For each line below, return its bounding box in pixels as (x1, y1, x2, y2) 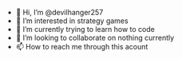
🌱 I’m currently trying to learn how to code (15, 25, 156, 33)
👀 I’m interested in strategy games (15, 16, 129, 26)
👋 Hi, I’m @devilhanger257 (15, 8, 104, 17)
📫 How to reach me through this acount (15, 42, 148, 51)
